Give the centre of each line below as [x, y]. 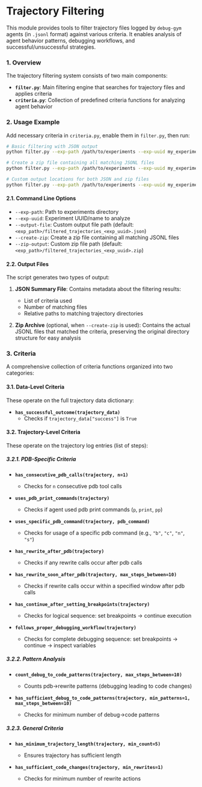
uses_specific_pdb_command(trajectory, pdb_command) [82, 521]
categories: [20, 373]
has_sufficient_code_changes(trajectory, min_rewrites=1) [89, 767]
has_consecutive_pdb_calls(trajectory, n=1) [72, 475]
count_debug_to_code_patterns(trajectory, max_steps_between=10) [98, 675]
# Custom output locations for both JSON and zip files [78, 179]
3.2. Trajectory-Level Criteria [43, 432]
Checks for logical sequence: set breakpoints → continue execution [108, 615]
